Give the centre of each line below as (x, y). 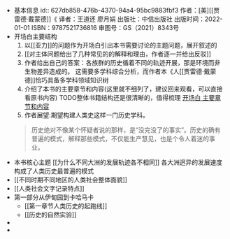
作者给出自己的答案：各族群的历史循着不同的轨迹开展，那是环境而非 (122, 63)
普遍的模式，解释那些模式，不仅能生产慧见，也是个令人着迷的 (120, 139)
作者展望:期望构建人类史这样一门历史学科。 (86, 115)
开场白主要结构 (35, 36)
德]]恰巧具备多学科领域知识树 (66, 80)
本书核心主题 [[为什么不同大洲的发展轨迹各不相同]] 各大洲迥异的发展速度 (118, 162)
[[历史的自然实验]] (50, 215)
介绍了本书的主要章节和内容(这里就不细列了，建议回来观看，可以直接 (123, 89)
